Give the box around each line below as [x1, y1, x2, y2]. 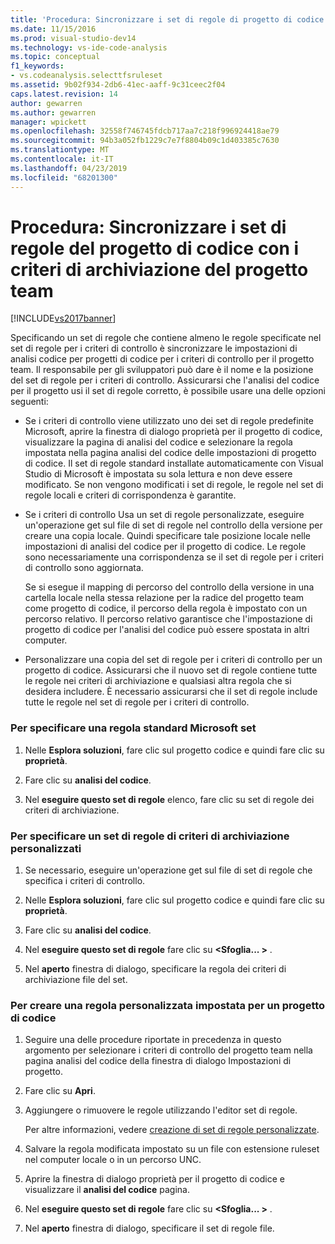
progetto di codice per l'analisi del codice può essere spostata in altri [24, 624, 310, 636]
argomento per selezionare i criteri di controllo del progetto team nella [24, 1044, 313, 1056]
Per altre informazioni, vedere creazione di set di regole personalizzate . [24, 1124, 320, 1136]
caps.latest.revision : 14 [10, 89, 118, 99]
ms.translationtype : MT [10, 145, 110, 155]
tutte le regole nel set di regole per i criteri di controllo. [24, 696, 250, 708]
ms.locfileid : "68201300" [10, 172, 118, 183]
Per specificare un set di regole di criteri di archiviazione [10, 829, 290, 843]
